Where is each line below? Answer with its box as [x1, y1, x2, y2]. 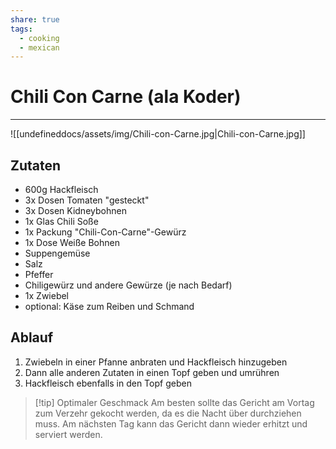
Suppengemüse [24, 247, 91, 259]
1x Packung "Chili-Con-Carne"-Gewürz [24, 226, 187, 238]
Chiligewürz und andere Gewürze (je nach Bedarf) [24, 279, 233, 291]
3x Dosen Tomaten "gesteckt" [24, 194, 150, 206]
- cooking [19, 33, 60, 43]
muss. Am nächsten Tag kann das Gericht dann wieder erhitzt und [34, 417, 308, 430]
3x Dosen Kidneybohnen [24, 205, 127, 216]
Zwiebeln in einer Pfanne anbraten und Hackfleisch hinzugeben [24, 356, 288, 368]
